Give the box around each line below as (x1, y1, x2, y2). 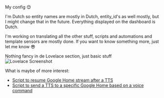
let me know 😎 (5, 44, 36, 49)
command (12, 88, 33, 93)
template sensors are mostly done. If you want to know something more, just (5, 39, 159, 44)
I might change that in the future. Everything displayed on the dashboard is (5, 19, 156, 24)
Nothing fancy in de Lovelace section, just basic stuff (5, 53, 112, 59)
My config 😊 (5, 4, 31, 10)
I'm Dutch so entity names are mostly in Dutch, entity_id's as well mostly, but (5, 14, 159, 19)
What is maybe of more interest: (5, 68, 70, 74)
